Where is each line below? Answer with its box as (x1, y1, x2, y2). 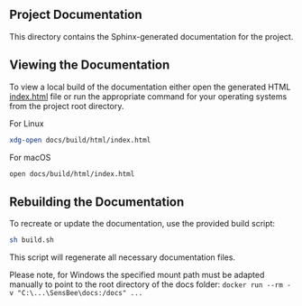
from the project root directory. (9, 100, 124, 111)
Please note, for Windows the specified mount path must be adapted (9, 270, 265, 281)
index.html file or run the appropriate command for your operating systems (9, 90, 288, 102)
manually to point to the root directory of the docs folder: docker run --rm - (9, 279, 291, 290)
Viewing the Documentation (9, 58, 170, 73)
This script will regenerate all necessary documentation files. (9, 252, 236, 263)
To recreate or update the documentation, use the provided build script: (9, 218, 276, 229)
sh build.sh (9, 236, 54, 245)
